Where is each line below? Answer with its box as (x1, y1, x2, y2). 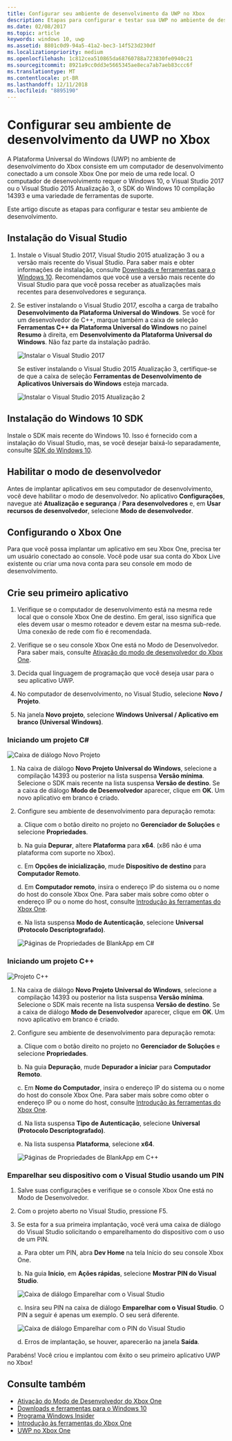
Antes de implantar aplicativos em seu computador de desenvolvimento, (7, 484, 213, 492)
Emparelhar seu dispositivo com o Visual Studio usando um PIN (7, 1170, 224, 1180)
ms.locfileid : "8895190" (7, 87, 79, 94)
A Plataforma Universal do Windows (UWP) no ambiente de (7, 155, 176, 163)
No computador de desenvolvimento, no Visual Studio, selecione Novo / (17, 690, 223, 698)
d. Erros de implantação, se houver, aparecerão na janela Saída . (17, 1338, 200, 1346)
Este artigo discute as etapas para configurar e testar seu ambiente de (7, 205, 208, 213)
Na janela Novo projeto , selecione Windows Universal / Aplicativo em (17, 710, 219, 719)
